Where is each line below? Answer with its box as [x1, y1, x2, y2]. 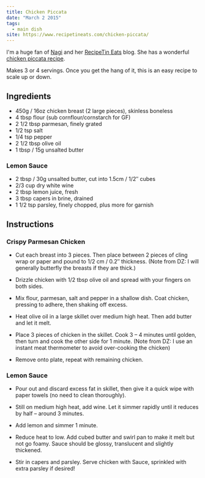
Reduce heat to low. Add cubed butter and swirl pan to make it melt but [15, 433, 195, 441]
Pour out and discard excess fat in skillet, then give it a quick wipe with [15, 385, 194, 392]
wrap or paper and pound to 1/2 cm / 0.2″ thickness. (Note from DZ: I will [15, 257, 199, 265]
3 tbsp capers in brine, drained [15, 195, 94, 202]
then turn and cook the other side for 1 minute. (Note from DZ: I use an [15, 337, 193, 345]
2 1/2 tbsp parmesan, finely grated [15, 120, 102, 127]
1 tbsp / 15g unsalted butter [15, 146, 84, 153]
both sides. [15, 282, 44, 290]
